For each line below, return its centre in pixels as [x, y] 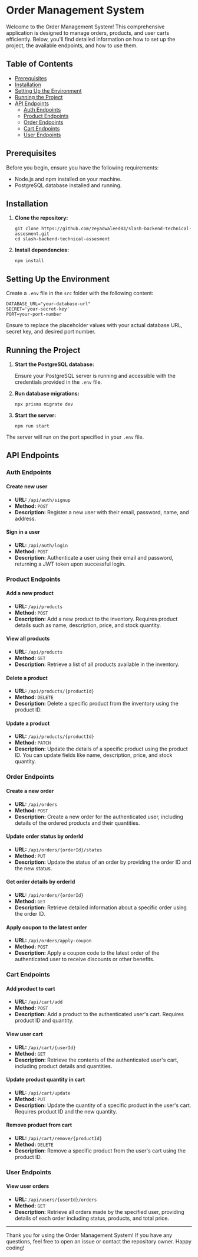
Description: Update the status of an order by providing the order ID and [103, 862]
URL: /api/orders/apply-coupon [53, 941]
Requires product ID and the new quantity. [66, 1111]
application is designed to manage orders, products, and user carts [88, 32]
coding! [15, 1248]
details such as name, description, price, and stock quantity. [88, 625]
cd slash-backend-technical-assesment [62, 239]
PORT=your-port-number [34, 314]
